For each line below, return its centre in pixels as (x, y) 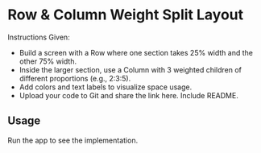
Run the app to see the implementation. (73, 140)
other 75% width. (48, 61)
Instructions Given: (39, 37)
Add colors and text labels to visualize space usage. (106, 87)
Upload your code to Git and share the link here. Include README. (128, 95)
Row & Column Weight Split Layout (126, 15)
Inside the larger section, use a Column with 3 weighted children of (130, 69)
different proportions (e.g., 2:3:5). (75, 78)
